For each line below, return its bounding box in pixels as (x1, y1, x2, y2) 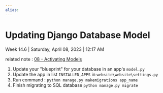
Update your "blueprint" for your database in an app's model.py (12, 66, 145, 72)
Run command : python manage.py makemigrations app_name (12, 77, 138, 83)
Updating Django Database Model (5, 29, 151, 41)
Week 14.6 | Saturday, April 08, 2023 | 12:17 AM (5, 46, 105, 52)
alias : (5, 7, 19, 13)
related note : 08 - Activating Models (5, 56, 82, 62)
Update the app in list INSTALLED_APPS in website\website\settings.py (12, 71, 158, 77)
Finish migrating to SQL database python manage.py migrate (12, 82, 138, 88)
